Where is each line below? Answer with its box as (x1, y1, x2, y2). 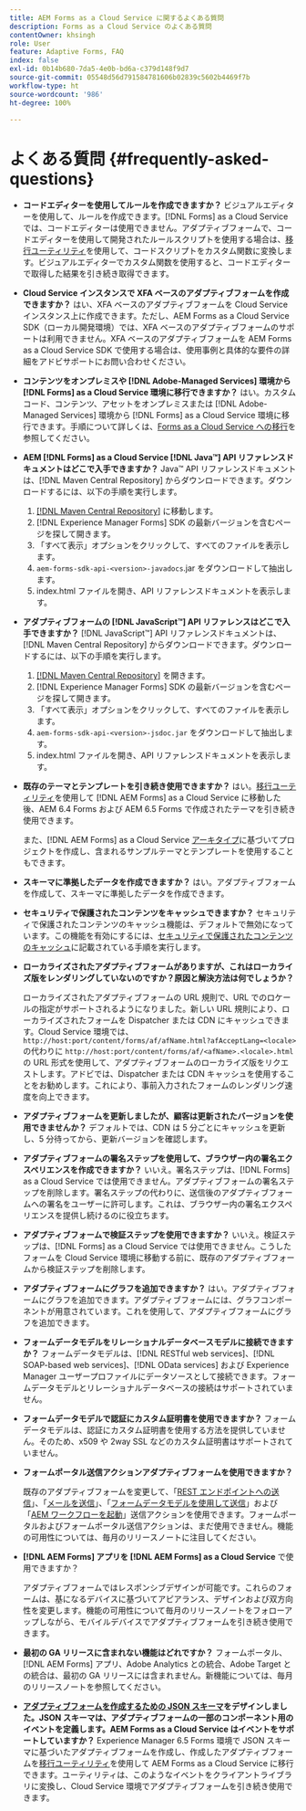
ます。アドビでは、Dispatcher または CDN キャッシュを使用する (46, 1069, 287, 1079)
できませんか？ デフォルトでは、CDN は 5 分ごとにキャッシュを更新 (30, 1122, 286, 1133)
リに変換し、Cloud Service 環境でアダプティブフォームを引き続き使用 (22, 1781, 285, 1792)
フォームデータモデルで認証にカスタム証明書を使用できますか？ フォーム (22, 1413, 296, 1425)
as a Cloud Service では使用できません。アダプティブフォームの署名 (22, 1175, 279, 1187)
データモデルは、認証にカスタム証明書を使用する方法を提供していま (22, 1425, 278, 1436)
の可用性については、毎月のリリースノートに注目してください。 (22, 1532, 261, 1543)
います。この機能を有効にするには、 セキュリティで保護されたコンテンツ (22, 931, 293, 942)
